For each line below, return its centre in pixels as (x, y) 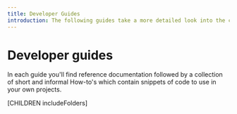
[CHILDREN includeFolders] (48, 103)
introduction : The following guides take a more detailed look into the (116, 20)
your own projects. (35, 89)
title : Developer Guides (44, 14)
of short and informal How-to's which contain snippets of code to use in (112, 82)
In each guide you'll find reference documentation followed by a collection (115, 75)
